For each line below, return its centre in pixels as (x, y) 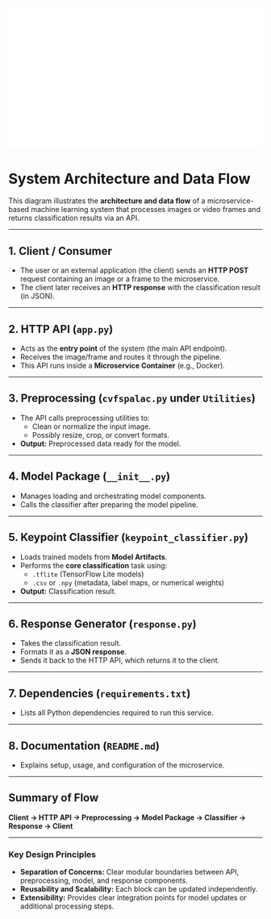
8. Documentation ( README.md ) (84, 745)
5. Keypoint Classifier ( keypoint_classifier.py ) (128, 537)
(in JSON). (37, 296)
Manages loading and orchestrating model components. (113, 496)
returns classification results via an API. (74, 218)
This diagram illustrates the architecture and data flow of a (107, 201)
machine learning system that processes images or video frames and (146, 210)
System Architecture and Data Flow (130, 179)
